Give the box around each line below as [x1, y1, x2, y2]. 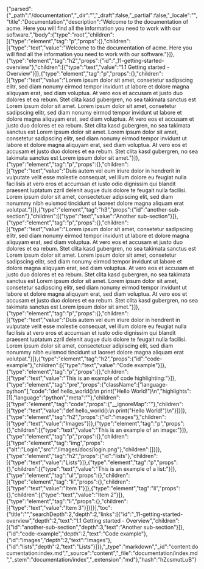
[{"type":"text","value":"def [6, 407, 74, 414]
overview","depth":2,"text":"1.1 [6, 517, 82, 524]
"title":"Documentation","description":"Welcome [6, 18, 127, 25]
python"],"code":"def [6, 387, 60, 395]
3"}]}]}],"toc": [78, 504, 113, 511]
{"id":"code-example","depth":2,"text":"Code [6, 530, 119, 537]
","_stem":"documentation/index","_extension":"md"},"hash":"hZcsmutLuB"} [6, 556, 197, 563]
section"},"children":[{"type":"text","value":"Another [6, 213, 136, 220]
